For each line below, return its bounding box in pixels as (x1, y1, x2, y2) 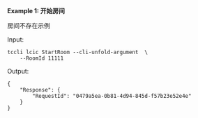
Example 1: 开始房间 (7, 7, 65, 15)
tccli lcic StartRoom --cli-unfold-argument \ (7, 49, 148, 56)
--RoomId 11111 (20, 55, 64, 62)
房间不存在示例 (7, 22, 50, 30)
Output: (7, 67, 29, 75)
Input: (7, 35, 24, 44)
